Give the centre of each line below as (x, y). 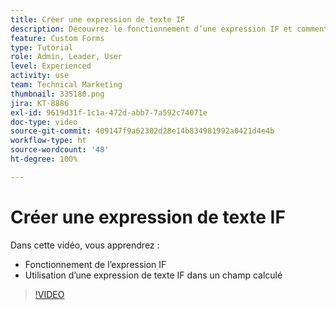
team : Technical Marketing (66, 85)
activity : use (40, 76)
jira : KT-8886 (40, 103)
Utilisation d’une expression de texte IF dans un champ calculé (153, 275)
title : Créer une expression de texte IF (98, 19)
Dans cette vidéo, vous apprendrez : (85, 245)
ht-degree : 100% (44, 159)
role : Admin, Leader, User (66, 57)
